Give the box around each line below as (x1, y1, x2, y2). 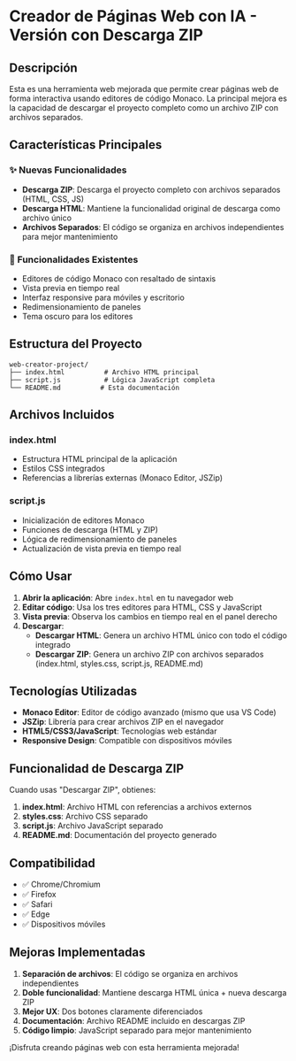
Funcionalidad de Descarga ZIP (9, 761, 184, 776)
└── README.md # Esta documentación (9, 383, 179, 392)
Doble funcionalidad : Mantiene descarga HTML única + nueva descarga (21, 987, 287, 997)
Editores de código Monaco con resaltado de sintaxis (21, 273, 216, 284)
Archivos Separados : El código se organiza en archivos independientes (21, 221, 285, 232)
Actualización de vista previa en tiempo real (21, 542, 182, 554)
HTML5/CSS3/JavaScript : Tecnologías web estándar (21, 726, 217, 736)
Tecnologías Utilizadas (9, 683, 138, 698)
